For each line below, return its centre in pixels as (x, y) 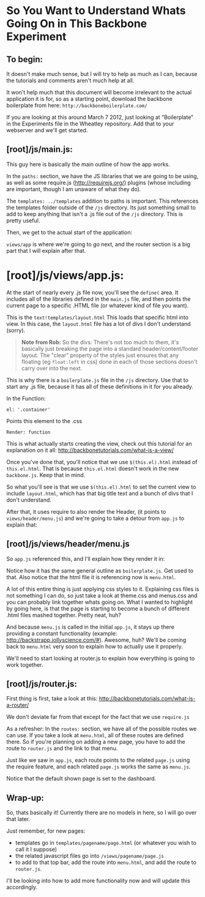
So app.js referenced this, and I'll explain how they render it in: (86, 558)
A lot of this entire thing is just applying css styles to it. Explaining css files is (103, 589)
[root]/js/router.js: (42, 684)
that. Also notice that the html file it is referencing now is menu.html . (91, 577)
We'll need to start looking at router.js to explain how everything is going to (101, 658)
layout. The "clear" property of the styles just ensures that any (100, 355)
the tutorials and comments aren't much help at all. (70, 81)
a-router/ (18, 705)
